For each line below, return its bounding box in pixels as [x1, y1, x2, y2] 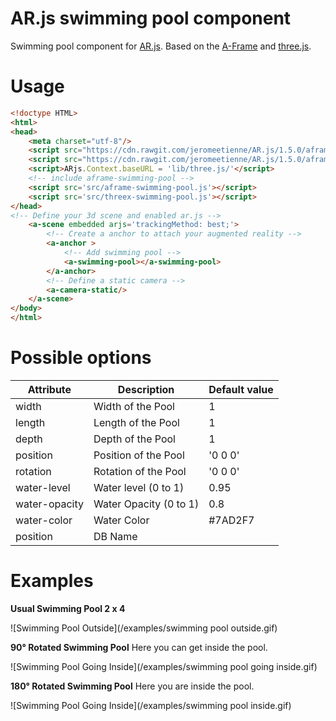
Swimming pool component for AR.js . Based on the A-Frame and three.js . [10, 40, 312, 52]
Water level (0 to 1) [93, 480, 185, 494]
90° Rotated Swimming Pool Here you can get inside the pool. [10, 641, 268, 653]
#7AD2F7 [208, 513, 255, 527]
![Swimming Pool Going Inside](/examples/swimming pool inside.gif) [10, 699, 292, 711]
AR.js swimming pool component [10, 7, 292, 30]
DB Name [93, 529, 138, 543]
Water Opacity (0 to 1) [93, 497, 200, 511]
